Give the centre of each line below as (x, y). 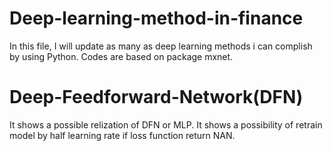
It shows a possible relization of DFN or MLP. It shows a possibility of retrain (166, 124)
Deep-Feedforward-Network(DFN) (156, 97)
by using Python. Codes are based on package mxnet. (121, 56)
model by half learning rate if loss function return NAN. (122, 135)
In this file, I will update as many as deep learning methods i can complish (161, 46)
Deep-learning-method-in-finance (156, 18)
